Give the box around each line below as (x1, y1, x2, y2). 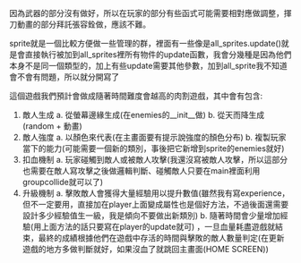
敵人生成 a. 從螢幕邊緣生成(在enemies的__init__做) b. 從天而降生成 (21, 110, 265, 120)
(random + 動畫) (21, 121, 82, 131)
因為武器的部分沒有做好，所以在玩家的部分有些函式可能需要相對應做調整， (9, 8, 284, 18)
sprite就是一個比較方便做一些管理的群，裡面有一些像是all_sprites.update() (9, 38, 282, 48)
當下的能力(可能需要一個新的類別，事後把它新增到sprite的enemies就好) (21, 143, 285, 154)
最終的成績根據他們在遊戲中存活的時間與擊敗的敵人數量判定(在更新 (38, 233, 285, 243)
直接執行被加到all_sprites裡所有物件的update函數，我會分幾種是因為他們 (24, 49, 292, 60)
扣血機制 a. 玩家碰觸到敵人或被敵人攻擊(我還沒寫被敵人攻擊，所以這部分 (21, 155, 288, 165)
